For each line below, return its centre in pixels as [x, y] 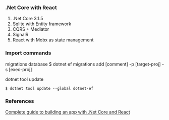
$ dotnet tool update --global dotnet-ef [49, 88]
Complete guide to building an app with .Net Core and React [68, 112]
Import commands [28, 53]
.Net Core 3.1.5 [28, 19]
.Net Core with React [31, 8]
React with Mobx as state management [53, 40]
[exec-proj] [20, 69]
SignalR [20, 35]
